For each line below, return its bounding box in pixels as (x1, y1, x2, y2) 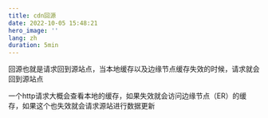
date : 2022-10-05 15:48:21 (8, 19, 98, 27)
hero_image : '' (8, 26, 59, 34)
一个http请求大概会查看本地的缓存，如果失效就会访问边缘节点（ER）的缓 (8, 91, 247, 100)
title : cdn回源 (8, 11, 57, 20)
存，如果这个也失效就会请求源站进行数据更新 (8, 101, 156, 111)
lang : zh (8, 33, 37, 42)
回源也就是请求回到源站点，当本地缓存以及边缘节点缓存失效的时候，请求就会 (8, 65, 260, 74)
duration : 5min (8, 41, 59, 49)
